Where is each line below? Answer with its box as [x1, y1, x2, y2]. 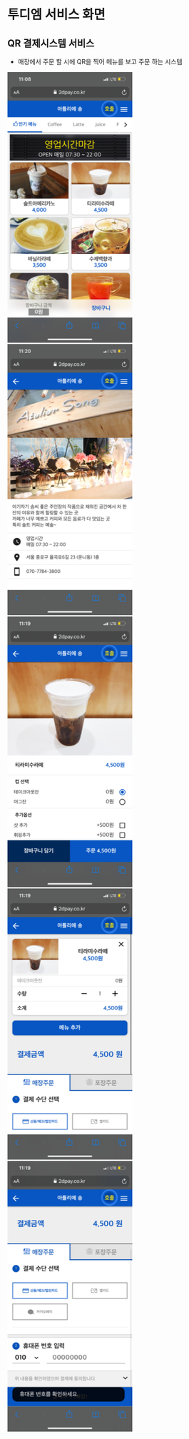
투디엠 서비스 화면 [7, 6, 106, 23]
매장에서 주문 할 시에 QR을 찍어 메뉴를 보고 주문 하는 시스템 [17, 58, 183, 66]
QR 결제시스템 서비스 [7, 37, 95, 49]
